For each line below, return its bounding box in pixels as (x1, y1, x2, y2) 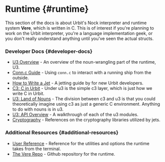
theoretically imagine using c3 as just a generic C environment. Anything (12, 101, 161, 107)
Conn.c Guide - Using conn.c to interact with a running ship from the (12, 70, 152, 76)
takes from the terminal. (12, 146, 61, 152)
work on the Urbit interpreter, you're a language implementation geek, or (5, 30, 153, 36)
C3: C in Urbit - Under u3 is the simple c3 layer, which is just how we (12, 85, 153, 91)
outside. (12, 75, 29, 81)
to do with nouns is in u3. (12, 106, 64, 112)
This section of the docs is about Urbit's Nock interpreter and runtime (5, 20, 147, 26)
